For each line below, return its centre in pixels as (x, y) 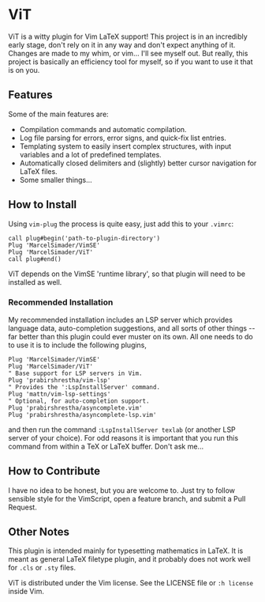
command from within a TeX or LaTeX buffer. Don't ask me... (106, 446)
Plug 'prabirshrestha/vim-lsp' (60, 380)
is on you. (24, 70)
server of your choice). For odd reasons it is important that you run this (123, 437)
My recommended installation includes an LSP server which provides (120, 320)
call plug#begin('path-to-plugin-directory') (84, 238)
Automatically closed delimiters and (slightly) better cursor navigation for (138, 163)
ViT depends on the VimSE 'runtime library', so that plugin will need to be (127, 274)
